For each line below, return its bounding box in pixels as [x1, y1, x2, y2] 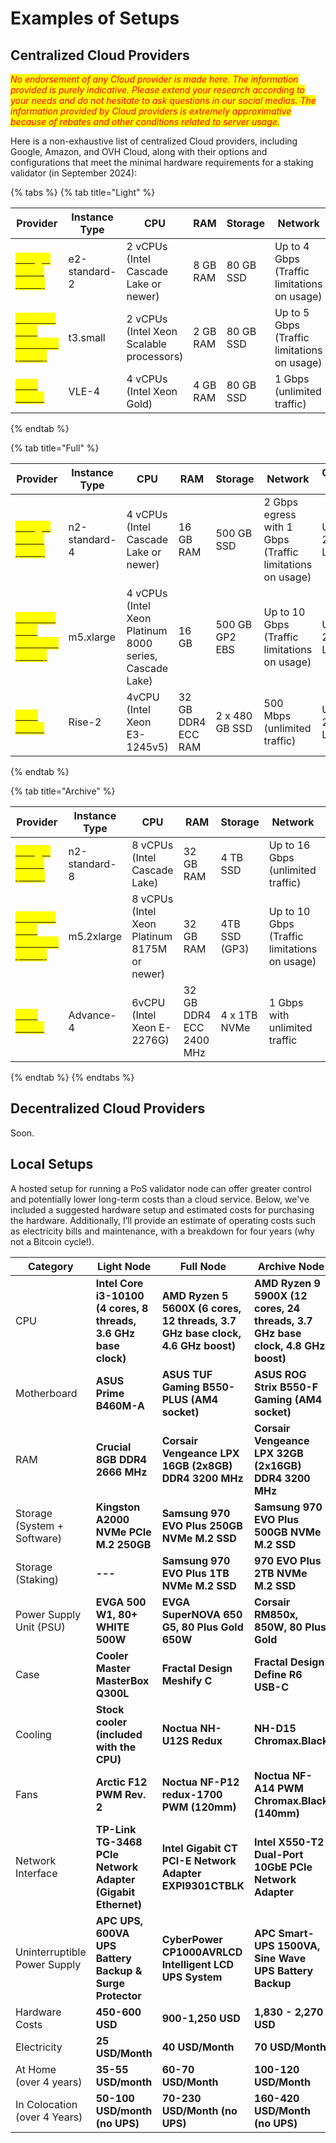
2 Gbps [263, 495, 299, 509]
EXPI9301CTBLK [161, 1878, 245, 1892]
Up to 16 [268, 838, 311, 852]
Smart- [278, 1926, 315, 1940]
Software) [15, 1531, 63, 1545]
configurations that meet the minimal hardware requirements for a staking [10, 157, 314, 168]
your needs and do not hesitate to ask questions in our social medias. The [10, 95, 317, 106]
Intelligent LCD [161, 1957, 235, 1971]
